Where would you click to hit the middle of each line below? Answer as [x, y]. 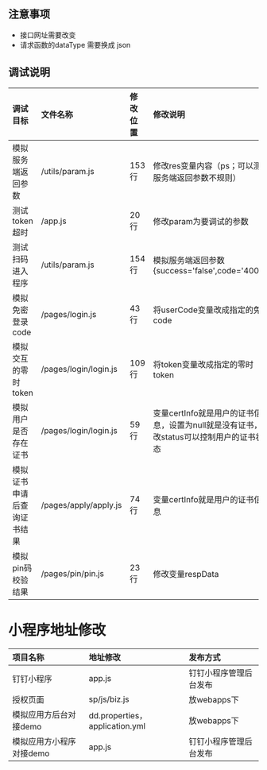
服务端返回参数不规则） [197, 177]
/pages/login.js [69, 314]
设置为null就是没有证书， [215, 425]
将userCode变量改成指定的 [203, 310]
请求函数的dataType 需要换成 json [75, 44]
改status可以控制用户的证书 [204, 437]
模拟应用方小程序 [44, 741]
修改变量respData [186, 574]
